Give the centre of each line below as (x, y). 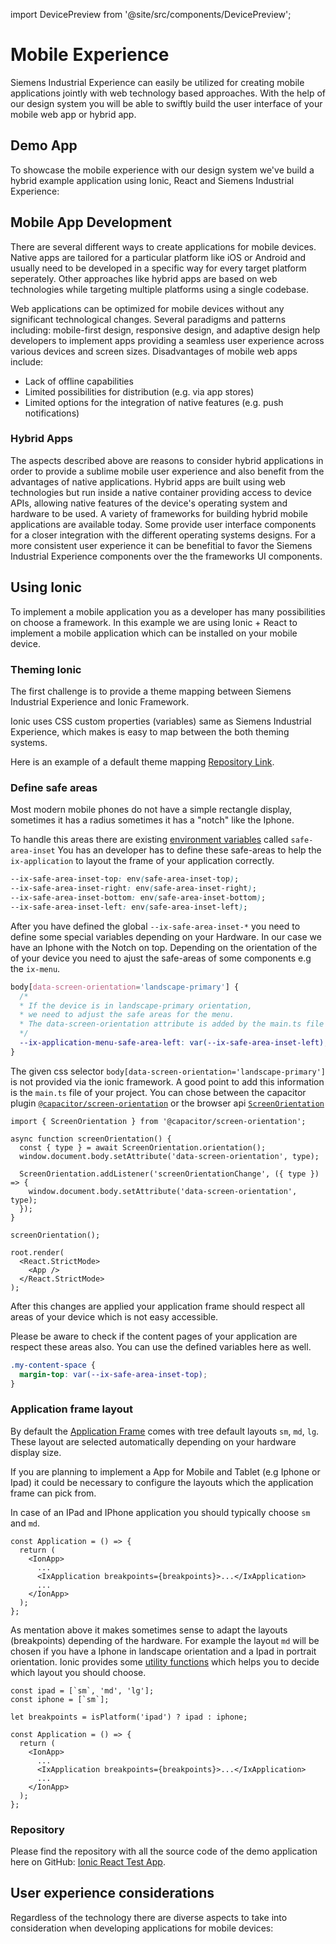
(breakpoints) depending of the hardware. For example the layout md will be (165, 1640)
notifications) (52, 413)
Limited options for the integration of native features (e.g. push (154, 402)
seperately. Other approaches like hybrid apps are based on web (144, 278)
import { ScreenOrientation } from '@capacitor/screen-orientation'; (158, 1121)
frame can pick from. (53, 1493)
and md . (25, 1523)
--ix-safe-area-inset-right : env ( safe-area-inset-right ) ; (133, 889)
